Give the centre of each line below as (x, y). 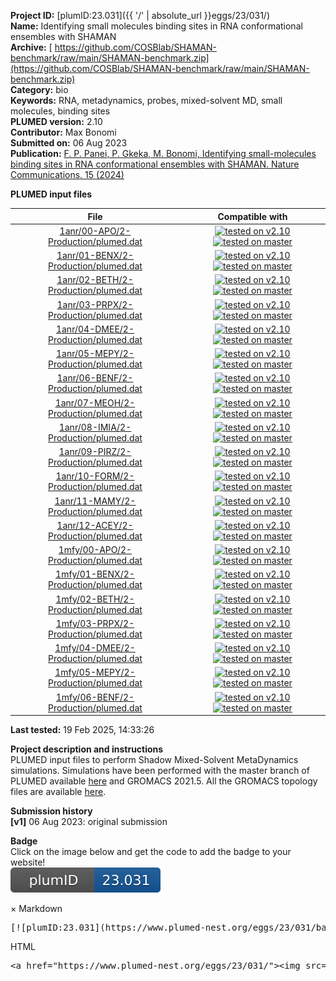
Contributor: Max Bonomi (63, 132)
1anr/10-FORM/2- (95, 476)
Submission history (51, 811)
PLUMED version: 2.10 (56, 121)
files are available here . (58, 791)
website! (28, 862)
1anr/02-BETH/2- (95, 280)
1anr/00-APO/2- (95, 231)
